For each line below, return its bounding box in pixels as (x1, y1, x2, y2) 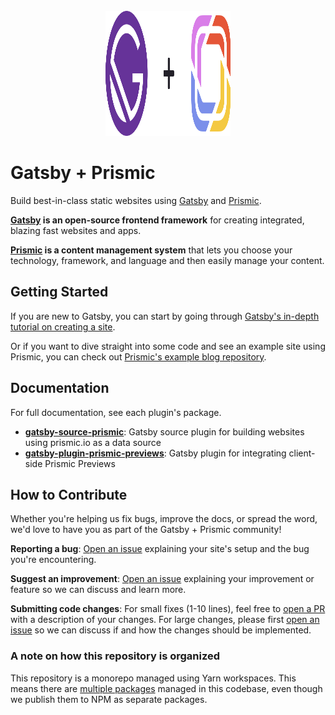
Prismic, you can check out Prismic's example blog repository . (10, 350, 267, 363)
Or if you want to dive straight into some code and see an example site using (10, 340, 326, 352)
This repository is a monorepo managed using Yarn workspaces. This (10, 672, 297, 684)
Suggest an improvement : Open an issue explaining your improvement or (10, 573, 315, 585)
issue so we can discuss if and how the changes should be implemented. (10, 624, 312, 636)
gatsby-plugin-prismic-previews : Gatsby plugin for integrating (24, 447, 287, 459)
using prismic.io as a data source (24, 436, 162, 448)
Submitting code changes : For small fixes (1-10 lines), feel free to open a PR (10, 603, 326, 615)
